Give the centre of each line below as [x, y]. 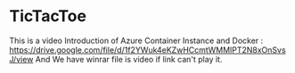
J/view [21, 59]
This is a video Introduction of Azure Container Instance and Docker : [136, 40]
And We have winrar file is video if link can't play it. [129, 59]
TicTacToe [48, 16]
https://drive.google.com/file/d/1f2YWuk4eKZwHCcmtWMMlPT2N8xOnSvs [148, 49]
